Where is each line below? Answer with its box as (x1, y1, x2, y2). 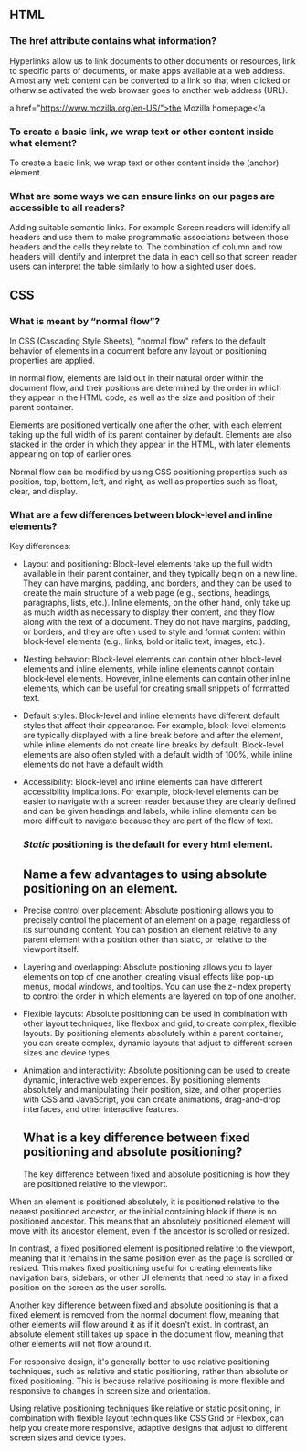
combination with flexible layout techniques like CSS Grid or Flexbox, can (9, 1412, 285, 1424)
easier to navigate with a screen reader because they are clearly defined (22, 796, 297, 807)
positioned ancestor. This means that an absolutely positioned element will (9, 1215, 290, 1226)
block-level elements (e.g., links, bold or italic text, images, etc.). (22, 636, 266, 647)
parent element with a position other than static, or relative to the (22, 934, 267, 945)
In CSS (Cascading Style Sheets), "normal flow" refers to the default (9, 335, 267, 346)
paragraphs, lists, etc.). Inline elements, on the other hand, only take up (22, 598, 291, 609)
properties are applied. (9, 355, 96, 366)
